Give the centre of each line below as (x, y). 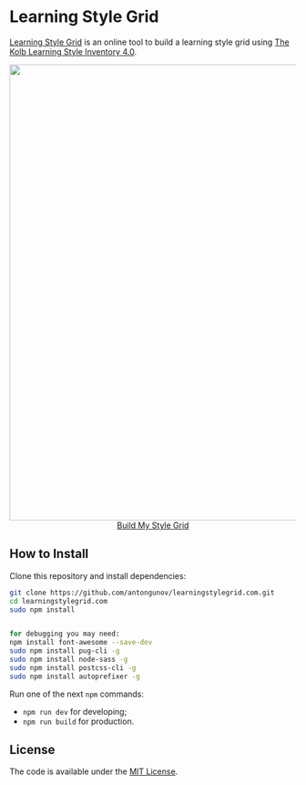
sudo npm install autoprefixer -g (75, 677)
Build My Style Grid (153, 525)
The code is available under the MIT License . (94, 771)
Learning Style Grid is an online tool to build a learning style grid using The (149, 42)
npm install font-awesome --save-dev (81, 643)
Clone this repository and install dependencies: (98, 575)
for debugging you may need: (65, 634)
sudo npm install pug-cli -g (65, 651)
